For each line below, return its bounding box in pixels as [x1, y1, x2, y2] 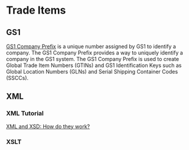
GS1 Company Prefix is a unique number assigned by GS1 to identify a [6, 43, 176, 50]
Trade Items [6, 4, 66, 17]
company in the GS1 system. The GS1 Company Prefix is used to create [6, 56, 179, 62]
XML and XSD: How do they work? [6, 123, 90, 130]
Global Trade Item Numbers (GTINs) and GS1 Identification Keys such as [6, 62, 182, 69]
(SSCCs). [6, 75, 29, 81]
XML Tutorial [6, 109, 44, 117]
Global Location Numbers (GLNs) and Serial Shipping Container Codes [6, 68, 178, 75]
